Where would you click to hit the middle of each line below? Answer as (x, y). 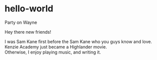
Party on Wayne (21, 22)
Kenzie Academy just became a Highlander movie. (56, 47)
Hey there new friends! (28, 32)
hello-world (29, 9)
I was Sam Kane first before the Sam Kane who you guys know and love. (78, 41)
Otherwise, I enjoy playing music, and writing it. (53, 52)
